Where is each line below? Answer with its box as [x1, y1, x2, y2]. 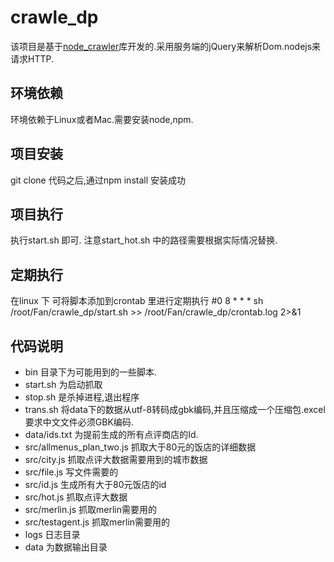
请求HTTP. [10, 52, 54, 65]
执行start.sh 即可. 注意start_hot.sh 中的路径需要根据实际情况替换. [10, 234, 278, 246]
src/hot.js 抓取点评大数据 [24, 491, 128, 503]
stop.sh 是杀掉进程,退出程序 [24, 391, 140, 403]
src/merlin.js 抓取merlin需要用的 [24, 504, 157, 515]
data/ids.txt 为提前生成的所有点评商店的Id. [24, 429, 199, 440]
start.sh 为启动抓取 [24, 379, 103, 390]
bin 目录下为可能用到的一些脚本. [24, 366, 158, 378]
